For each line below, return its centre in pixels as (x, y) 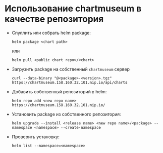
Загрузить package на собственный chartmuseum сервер (71, 69)
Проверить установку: (36, 137)
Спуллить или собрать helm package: (51, 33)
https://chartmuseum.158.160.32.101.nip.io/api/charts (70, 82)
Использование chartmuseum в (73, 9)
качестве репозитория (54, 19)
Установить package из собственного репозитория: (66, 114)
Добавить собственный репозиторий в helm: (59, 91)
